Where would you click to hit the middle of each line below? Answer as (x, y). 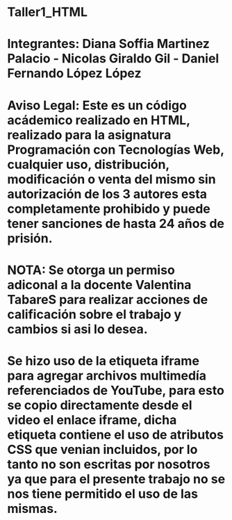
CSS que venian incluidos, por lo (102, 449)
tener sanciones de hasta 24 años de (116, 224)
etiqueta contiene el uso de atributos (116, 434)
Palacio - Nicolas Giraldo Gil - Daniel (113, 59)
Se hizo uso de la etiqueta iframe (103, 360)
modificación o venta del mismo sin (112, 179)
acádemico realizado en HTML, (99, 120)
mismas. (32, 509)
